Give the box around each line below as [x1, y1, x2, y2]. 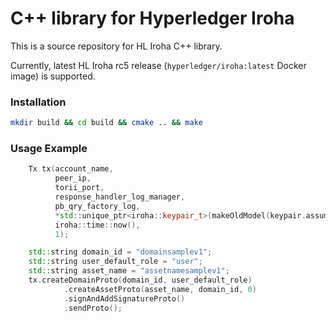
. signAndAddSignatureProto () [63, 293, 186, 304]
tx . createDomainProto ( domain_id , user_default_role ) [28, 275, 253, 286]
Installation [10, 95, 67, 109]
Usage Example [10, 142, 88, 156]
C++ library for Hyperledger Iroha [10, 7, 295, 30]
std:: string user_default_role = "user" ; [28, 257, 203, 267]
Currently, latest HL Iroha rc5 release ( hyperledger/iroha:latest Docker [10, 59, 307, 71]
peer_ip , [54, 173, 92, 184]
